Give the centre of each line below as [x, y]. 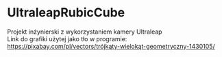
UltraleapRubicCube [66, 13]
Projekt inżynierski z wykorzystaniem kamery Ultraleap [85, 32]
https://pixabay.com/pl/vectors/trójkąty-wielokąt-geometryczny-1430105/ [111, 46]
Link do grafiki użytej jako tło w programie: [67, 38]
